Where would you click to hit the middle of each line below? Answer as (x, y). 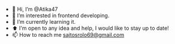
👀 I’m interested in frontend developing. (61, 15)
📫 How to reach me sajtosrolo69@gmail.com (68, 35)
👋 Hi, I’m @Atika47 (35, 9)
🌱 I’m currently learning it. (44, 22)
